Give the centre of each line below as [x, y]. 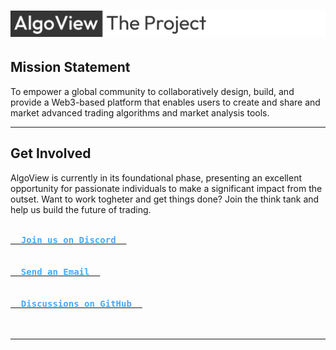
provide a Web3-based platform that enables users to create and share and [165, 102]
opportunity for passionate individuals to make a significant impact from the [166, 188]
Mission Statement [70, 67]
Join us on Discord [68, 239]
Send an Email [55, 271]
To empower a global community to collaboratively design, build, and [152, 91]
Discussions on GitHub [76, 303]
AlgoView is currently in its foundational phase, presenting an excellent [156, 177]
